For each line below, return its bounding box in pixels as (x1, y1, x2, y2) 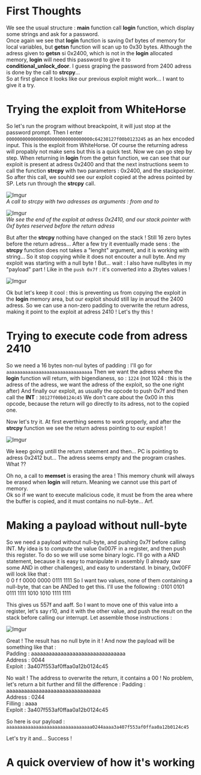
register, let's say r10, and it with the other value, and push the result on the (6, 608, 193, 615)
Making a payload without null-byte (6, 519, 187, 532)
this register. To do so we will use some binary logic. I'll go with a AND (6, 551, 180, 558)
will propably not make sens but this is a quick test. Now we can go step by (6, 148, 192, 155)
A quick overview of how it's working (6, 755, 195, 769)
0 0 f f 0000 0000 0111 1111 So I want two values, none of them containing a (6, 576, 193, 584)
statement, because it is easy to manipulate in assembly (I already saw (6, 557, 181, 565)
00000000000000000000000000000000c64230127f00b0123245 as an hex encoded (6, 135, 195, 142)
